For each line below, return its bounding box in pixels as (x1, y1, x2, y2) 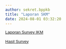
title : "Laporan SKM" (5, 12, 50, 17)
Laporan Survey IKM (5, 30, 43, 35)
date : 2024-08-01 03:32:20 (5, 16, 61, 21)
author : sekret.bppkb (5, 7, 50, 12)
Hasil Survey (5, 39, 29, 44)
